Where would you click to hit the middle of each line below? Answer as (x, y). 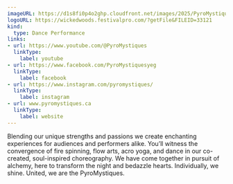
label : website (42, 116)
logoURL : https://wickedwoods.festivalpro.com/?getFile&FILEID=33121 (110, 20)
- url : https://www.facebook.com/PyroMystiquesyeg (82, 65)
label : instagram (45, 98)
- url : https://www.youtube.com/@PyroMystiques (77, 46)
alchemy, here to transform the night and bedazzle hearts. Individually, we (113, 165)
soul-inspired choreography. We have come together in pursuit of (126, 158)
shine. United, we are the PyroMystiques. (66, 173)
